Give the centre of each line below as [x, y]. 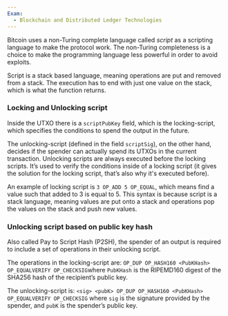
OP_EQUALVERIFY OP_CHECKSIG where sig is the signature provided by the [109, 298]
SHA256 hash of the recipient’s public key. [67, 277]
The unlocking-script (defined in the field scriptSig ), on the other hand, [110, 143]
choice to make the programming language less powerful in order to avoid [112, 54]
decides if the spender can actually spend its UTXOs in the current [102, 151]
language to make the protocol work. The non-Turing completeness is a [109, 47]
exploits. [19, 62]
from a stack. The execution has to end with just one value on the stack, [110, 82]
